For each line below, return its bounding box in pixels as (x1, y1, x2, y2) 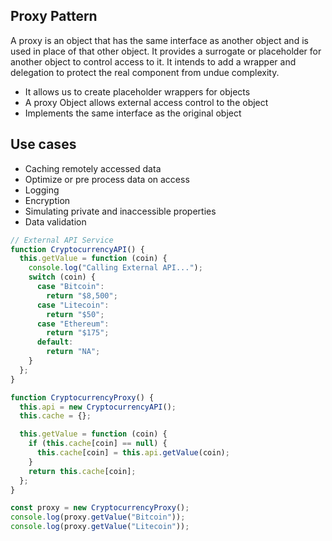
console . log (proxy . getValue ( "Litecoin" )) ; (10, 522, 190, 532)
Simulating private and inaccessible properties (24, 205, 217, 217)
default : (36, 337, 74, 348)
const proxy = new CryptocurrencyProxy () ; (10, 503, 190, 513)
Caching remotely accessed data (24, 162, 162, 174)
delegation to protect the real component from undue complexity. (10, 66, 280, 78)
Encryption (24, 194, 71, 206)
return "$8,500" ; (46, 290, 118, 301)
